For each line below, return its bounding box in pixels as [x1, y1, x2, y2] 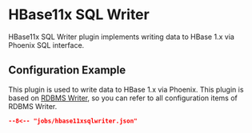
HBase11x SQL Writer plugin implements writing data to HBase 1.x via [8, 32, 234, 41]
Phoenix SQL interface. [8, 40, 85, 49]
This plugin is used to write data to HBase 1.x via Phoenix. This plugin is [8, 84, 244, 94]
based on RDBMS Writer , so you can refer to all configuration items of [8, 93, 238, 103]
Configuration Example [8, 64, 126, 77]
